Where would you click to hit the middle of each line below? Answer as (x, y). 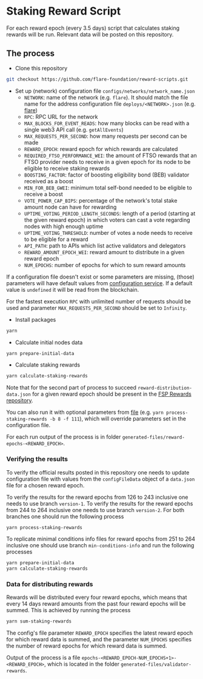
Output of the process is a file (43, 658)
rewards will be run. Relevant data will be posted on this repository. (90, 34)
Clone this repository (41, 68)
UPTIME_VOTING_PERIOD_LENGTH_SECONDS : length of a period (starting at (110, 213)
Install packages (35, 319)
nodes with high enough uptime (64, 226)
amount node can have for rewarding (70, 207)
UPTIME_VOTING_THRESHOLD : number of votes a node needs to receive (108, 232)
